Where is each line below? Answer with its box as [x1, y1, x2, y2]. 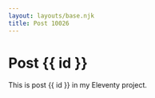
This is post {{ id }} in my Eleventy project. [8, 80, 148, 90]
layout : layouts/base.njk [8, 11, 94, 20]
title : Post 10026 [8, 19, 70, 27]
